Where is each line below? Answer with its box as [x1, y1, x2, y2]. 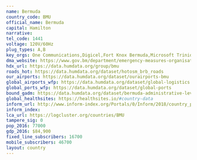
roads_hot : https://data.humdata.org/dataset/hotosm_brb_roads [6, 69, 164, 74]
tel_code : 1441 [6, 36, 43, 42]
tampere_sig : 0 [6, 118, 43, 124]
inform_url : [6, 101, 35, 107]
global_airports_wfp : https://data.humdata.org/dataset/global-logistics [6, 80, 191, 86]
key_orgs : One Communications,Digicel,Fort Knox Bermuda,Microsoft [6, 52, 175, 58]
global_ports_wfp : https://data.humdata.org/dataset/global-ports [6, 85, 172, 91]
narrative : [6, 30, 33, 36]
